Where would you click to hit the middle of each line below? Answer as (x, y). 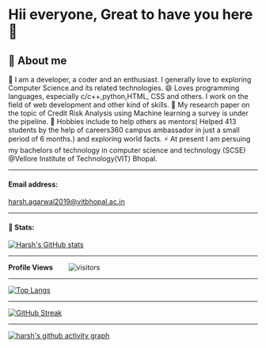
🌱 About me (38, 61)
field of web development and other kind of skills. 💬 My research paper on (129, 105)
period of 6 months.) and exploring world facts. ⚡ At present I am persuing (129, 139)
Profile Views (31, 267)
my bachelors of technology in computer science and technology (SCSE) (127, 150)
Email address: (33, 184)
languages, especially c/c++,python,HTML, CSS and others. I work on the (128, 96)
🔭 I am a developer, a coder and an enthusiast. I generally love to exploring (130, 79)
